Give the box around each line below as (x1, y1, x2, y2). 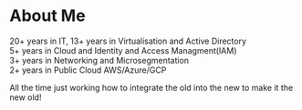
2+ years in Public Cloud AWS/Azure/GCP (9, 65, 167, 75)
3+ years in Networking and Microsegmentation (9, 55, 190, 65)
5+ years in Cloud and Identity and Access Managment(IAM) (9, 45, 237, 55)
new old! (9, 92, 42, 103)
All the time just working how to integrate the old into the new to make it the (9, 82, 294, 93)
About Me (9, 5, 86, 26)
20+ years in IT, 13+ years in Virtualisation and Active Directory (9, 35, 247, 46)
